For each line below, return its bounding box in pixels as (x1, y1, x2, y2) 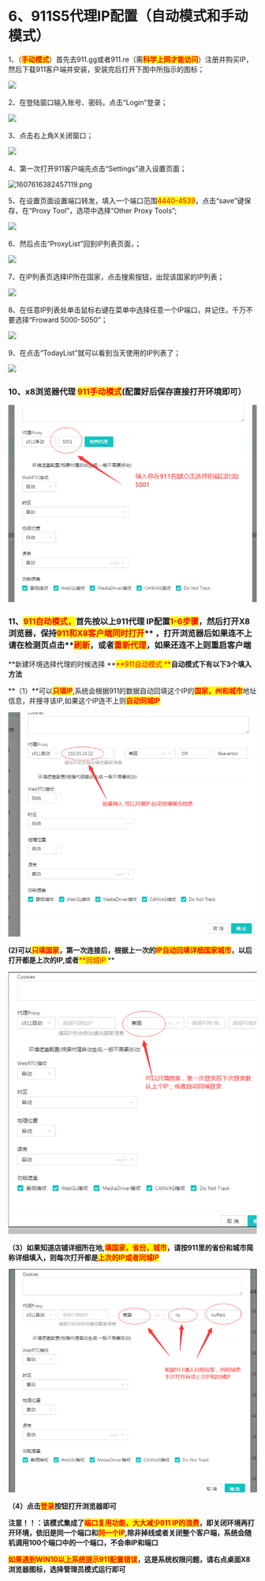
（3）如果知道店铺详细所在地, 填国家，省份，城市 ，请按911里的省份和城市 (8, 1243, 247, 1253)
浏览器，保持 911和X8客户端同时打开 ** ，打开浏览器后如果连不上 (8, 628, 252, 639)
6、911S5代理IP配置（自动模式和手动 (8, 7, 248, 25)
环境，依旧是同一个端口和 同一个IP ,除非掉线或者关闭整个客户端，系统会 (14, 1528, 245, 1538)
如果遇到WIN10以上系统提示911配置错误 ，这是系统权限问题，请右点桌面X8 (8, 1555, 251, 1564)
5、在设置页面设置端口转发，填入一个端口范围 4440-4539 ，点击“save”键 (8, 195, 244, 206)
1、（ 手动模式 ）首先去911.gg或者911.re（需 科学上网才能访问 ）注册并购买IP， (8, 55, 253, 64)
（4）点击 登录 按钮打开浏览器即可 (8, 1501, 117, 1511)
